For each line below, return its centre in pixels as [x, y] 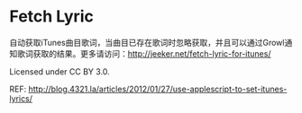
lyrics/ [21, 98]
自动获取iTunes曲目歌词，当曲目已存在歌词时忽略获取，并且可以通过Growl [147, 42]
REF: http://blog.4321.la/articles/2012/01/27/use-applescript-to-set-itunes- [148, 89]
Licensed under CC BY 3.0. [59, 71]
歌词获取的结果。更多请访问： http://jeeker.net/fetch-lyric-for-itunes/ [144, 53]
